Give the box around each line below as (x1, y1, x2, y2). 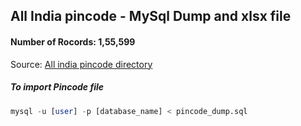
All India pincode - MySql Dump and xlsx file (10, 8, 292, 25)
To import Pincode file (10, 81, 105, 93)
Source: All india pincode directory (10, 58, 153, 70)
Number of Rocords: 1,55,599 (10, 35, 136, 48)
